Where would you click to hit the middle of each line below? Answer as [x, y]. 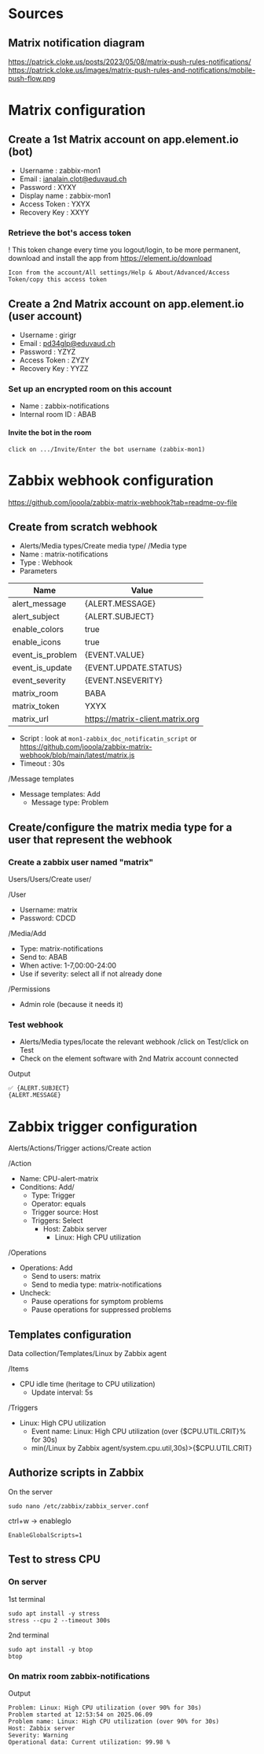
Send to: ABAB [44, 957]
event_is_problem [44, 655]
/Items [18, 1369]
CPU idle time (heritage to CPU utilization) [87, 1384]
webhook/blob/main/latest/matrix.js [77, 755]
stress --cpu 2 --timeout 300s [59, 1620]
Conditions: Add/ [47, 1187]
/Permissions [29, 989]
